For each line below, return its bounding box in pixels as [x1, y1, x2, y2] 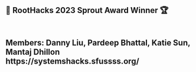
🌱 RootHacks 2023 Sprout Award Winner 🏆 [5, 5, 169, 15]
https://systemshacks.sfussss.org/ [5, 56, 139, 66]
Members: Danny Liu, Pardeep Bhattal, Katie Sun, [5, 38, 191, 48]
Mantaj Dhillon [5, 47, 60, 57]
